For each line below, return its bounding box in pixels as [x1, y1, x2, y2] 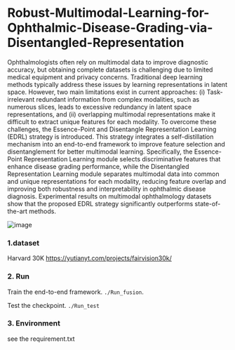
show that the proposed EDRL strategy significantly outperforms [7, 199, 194, 208]
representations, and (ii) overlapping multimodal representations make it [7, 110, 216, 119]
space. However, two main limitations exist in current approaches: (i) [7, 88, 206, 96]
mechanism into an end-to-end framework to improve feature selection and [7, 140, 226, 148]
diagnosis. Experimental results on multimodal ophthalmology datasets [7, 191, 212, 201]
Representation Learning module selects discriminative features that [23, 154, 221, 163]
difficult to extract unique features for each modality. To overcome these [7, 117, 217, 126]
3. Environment [7, 318, 61, 328]
